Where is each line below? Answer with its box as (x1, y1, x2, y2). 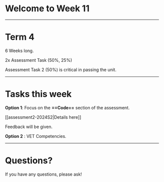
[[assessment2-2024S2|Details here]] (5, 114, 82, 120)
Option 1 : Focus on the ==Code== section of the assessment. (5, 104, 130, 110)
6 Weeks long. (5, 48, 34, 53)
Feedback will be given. (5, 124, 53, 130)
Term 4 (5, 31, 35, 43)
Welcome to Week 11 (5, 3, 90, 14)
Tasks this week (5, 89, 72, 100)
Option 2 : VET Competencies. (5, 133, 67, 139)
